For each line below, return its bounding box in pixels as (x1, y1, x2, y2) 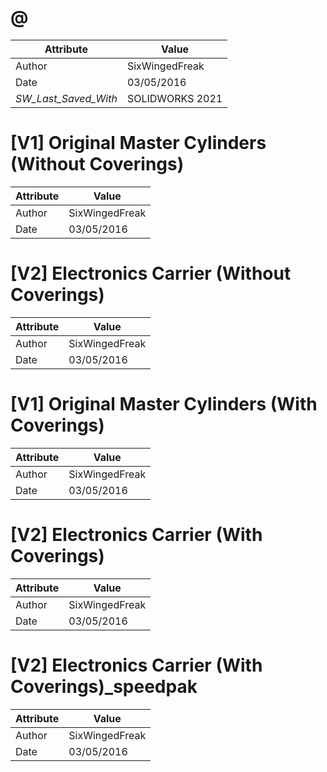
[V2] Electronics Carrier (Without (10, 262, 292, 285)
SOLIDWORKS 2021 (126, 91, 223, 105)
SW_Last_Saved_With (15, 91, 118, 105)
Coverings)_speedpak (10, 675, 198, 698)
